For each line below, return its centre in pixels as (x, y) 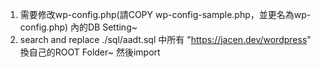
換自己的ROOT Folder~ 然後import (90, 52)
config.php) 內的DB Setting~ (78, 27)
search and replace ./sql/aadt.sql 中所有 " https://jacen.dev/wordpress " (165, 39)
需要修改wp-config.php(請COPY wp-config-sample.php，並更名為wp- (165, 14)
